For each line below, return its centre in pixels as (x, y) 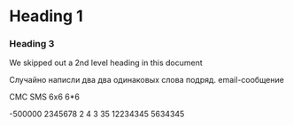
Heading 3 (32, 44)
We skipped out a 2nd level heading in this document (106, 63)
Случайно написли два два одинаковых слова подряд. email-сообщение (147, 80)
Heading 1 (46, 16)
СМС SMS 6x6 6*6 (44, 97)
